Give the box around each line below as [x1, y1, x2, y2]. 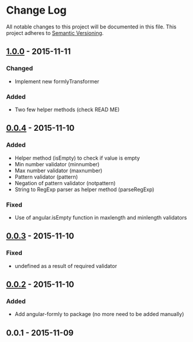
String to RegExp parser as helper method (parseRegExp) [14, 186, 155, 193]
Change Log [6, 4, 67, 17]
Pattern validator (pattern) [14, 173, 78, 180]
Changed [6, 64, 34, 73]
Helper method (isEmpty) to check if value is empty [14, 154, 140, 162]
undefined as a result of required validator [14, 262, 117, 269]
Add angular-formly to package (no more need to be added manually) [14, 311, 184, 318]
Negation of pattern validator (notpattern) [14, 179, 116, 186]
